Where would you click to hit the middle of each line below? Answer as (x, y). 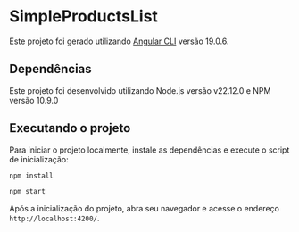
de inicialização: (39, 159)
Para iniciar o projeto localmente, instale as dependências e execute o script (149, 150)
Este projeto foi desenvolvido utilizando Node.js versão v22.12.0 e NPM (140, 90)
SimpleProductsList (84, 17)
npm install (31, 176)
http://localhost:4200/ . (54, 218)
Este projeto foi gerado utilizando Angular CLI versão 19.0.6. (119, 41)
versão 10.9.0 (34, 100)
